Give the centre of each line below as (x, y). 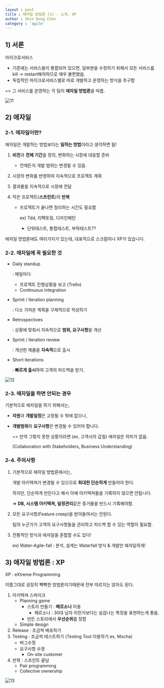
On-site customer (45, 654)
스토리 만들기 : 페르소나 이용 (54, 607)
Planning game (35, 601)
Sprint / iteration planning (38, 300)
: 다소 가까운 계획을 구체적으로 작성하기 (50, 310)
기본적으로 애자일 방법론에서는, (42, 472)
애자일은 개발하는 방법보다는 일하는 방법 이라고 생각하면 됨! (61, 144)
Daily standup (26, 264)
